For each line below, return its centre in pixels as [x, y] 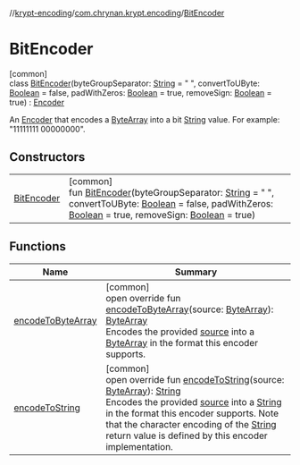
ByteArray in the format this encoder [182, 342]
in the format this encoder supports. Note [192, 413]
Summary [196, 272]
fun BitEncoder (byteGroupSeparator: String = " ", [171, 192]
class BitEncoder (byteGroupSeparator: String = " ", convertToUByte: [135, 83]
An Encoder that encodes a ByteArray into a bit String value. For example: [145, 119]
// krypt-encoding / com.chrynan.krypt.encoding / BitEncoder [117, 13]
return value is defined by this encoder [187, 435]
